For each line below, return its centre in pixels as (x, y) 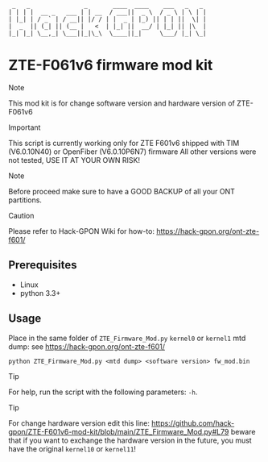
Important (25, 127)
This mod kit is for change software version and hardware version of (122, 103)
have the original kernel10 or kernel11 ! (72, 448)
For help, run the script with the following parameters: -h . (103, 392)
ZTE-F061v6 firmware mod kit (111, 65)
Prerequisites (43, 265)
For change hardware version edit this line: (79, 423)
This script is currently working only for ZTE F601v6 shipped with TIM (124, 143)
